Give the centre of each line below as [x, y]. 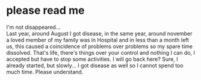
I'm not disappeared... [33, 27]
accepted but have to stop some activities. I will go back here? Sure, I [92, 59]
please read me [45, 11]
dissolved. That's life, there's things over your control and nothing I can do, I [101, 52]
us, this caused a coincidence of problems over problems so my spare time [100, 46]
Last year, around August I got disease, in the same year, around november [99, 33]
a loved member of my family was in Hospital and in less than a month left [98, 40]
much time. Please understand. [45, 72]
